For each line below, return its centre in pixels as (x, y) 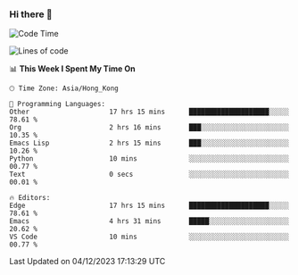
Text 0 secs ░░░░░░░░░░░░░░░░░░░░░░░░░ (149, 175)
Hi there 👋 (31, 14)
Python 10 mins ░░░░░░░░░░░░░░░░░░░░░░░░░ (149, 159)
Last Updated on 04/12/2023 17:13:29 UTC (87, 262)
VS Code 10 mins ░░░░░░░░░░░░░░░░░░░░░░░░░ (149, 237)
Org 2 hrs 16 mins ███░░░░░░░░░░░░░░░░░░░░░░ (149, 128)
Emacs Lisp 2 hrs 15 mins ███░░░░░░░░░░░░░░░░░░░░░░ (149, 143)
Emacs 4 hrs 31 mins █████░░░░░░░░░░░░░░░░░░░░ (149, 221)
